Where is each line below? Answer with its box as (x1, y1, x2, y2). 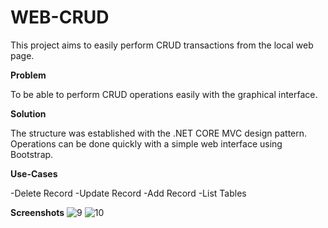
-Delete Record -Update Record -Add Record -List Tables (10, 187, 247, 199)
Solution (10, 107, 47, 120)
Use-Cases (10, 167, 58, 180)
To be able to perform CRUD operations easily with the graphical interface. (10, 88, 318, 100)
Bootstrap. (10, 148, 54, 160)
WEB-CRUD (10, 6, 110, 29)
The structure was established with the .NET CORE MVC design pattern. (10, 127, 308, 139)
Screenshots (10, 206, 65, 218)
